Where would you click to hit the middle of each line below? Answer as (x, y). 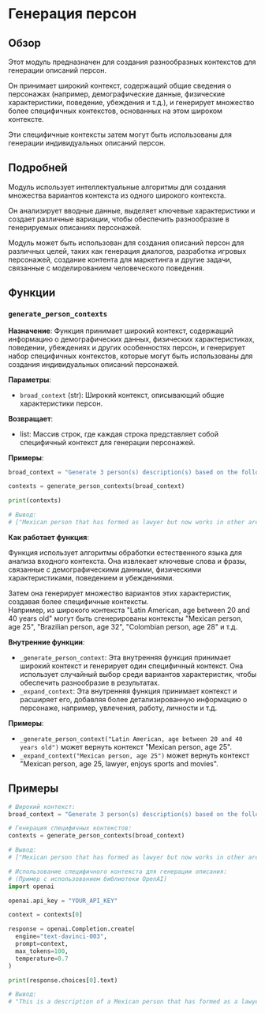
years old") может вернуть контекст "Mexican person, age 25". (126, 747)
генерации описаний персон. (58, 70)
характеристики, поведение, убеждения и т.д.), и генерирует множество (131, 102)
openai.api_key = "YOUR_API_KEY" (63, 901)
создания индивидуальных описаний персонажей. (94, 364)
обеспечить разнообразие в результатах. (90, 682)
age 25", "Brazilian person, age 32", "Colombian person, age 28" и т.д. (123, 626)
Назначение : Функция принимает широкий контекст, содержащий (121, 331)
